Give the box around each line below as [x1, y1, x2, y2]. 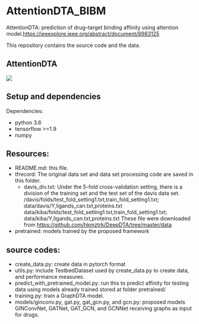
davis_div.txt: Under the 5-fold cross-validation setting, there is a [23, 183, 183, 191]
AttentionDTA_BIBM [6, 4, 106, 18]
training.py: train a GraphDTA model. [14, 292, 105, 300]
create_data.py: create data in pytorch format [14, 260, 126, 268]
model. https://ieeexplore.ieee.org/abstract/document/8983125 [6, 30, 160, 37]
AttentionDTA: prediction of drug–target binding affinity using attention [6, 24, 179, 31]
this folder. [14, 177, 42, 184]
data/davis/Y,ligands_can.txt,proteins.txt [23, 202, 123, 209]
